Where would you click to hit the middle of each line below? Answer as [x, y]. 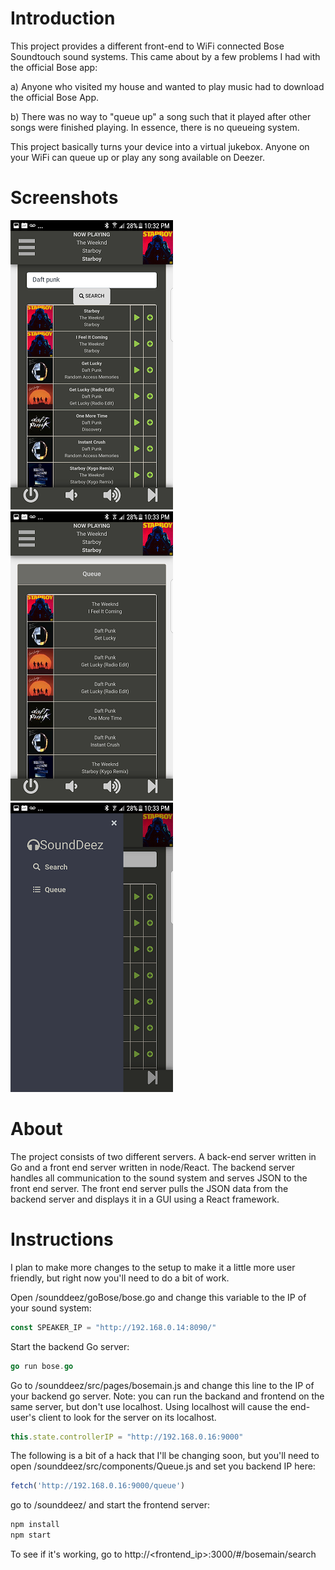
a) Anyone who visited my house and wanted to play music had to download [167, 86]
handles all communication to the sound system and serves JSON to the [159, 1178]
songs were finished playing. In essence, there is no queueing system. [155, 127]
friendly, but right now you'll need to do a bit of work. [120, 1278]
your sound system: [51, 1308]
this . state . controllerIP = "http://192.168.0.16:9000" [127, 1437]
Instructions [62, 1239]
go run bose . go [42, 1366]
